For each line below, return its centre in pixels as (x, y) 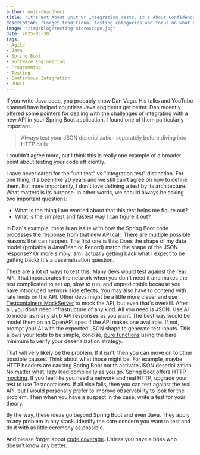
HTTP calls (34, 144)
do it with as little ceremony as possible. (55, 428)
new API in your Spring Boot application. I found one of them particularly (95, 120)
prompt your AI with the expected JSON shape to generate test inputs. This (99, 328)
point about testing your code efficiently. (56, 162)
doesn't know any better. (37, 445)
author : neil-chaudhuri (36, 12)
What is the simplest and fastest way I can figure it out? (83, 216)
